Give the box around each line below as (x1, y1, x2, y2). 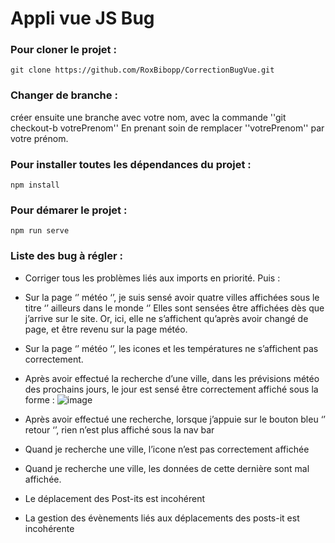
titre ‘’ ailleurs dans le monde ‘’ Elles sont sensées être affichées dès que (24, 302, 325, 314)
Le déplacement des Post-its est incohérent (24, 492, 205, 504)
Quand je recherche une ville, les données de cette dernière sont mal (24, 462, 310, 474)
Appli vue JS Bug (10, 7, 155, 30)
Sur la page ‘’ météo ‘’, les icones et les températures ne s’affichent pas (24, 342, 319, 354)
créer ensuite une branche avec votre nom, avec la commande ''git (10, 111, 287, 123)
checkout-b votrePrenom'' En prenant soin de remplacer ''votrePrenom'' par (10, 122, 325, 134)
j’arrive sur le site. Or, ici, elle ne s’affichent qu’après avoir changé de (24, 312, 309, 324)
